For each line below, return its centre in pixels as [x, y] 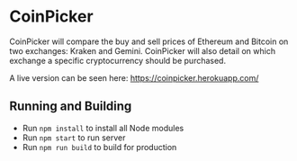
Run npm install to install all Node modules [103, 128]
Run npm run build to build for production [99, 147]
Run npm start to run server [74, 138]
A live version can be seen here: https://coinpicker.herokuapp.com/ [134, 77]
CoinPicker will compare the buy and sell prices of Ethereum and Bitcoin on [149, 41]
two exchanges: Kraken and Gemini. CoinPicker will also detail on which [143, 50]
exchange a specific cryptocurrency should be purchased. [118, 60]
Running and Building [71, 107]
